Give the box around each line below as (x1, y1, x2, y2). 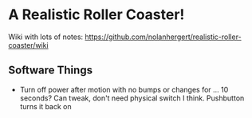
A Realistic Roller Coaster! (8, 6, 185, 24)
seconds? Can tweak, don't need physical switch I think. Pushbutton (19, 93, 245, 103)
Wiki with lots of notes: (8, 32, 84, 41)
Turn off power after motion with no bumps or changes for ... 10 (19, 85, 229, 94)
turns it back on (19, 101, 72, 111)
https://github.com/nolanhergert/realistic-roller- (85, 32, 242, 41)
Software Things (8, 64, 93, 77)
